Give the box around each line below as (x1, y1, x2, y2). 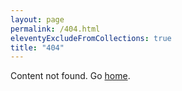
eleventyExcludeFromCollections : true (10, 33, 172, 43)
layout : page (10, 14, 65, 25)
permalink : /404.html (10, 24, 101, 34)
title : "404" (10, 42, 65, 53)
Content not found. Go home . (10, 70, 131, 82)
